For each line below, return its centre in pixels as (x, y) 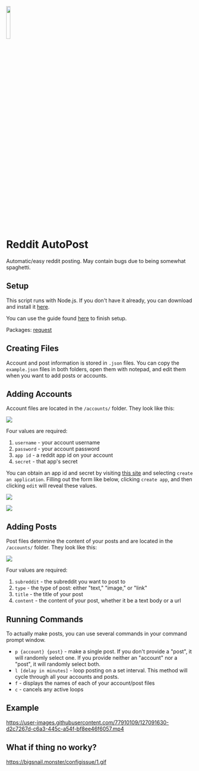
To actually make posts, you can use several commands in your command (97, 634)
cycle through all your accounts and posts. (67, 677)
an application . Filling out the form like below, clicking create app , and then (99, 479)
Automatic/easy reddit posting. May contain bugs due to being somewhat (96, 261)
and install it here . (28, 306)
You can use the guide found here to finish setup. (67, 318)
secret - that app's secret (46, 462)
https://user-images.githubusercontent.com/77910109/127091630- (88, 722)
